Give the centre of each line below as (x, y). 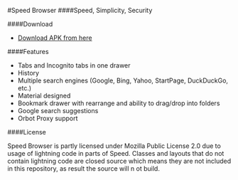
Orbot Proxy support (48, 118)
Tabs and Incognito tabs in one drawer (74, 65)
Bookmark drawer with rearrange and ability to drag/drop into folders (119, 103)
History (28, 73)
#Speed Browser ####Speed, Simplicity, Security (80, 10)
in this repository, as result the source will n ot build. (83, 169)
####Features (28, 52)
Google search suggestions (58, 111)
